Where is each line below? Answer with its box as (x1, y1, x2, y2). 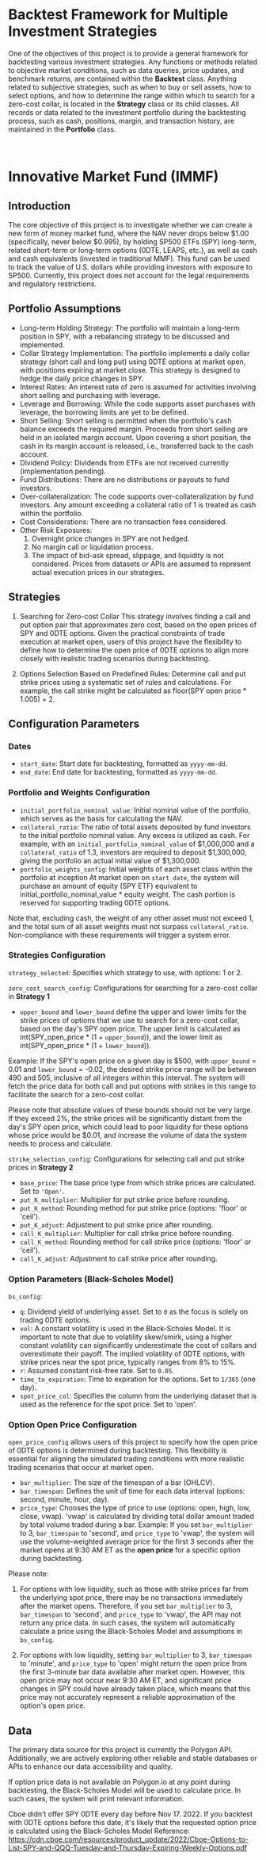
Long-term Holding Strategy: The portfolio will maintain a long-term (19, 323, 240, 332)
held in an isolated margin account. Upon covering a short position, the (19, 432, 252, 442)
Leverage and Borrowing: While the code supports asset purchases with (19, 399, 256, 408)
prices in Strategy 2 (8, 1162, 74, 1172)
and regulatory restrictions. (8, 279, 97, 289)
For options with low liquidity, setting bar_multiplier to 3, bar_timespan (19, 1651, 252, 1660)
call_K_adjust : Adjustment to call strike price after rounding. (19, 1253, 218, 1263)
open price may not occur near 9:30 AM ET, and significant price (19, 1675, 232, 1686)
